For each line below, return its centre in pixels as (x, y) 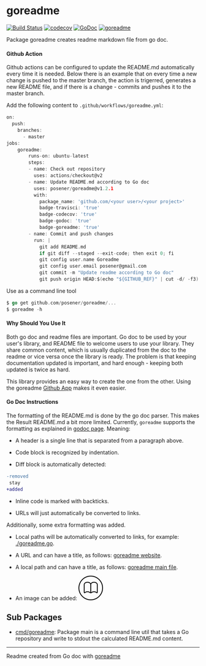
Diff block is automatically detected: (61, 465)
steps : (37, 163)
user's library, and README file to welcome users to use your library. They (100, 343)
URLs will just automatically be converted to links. (78, 513)
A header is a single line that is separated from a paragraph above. (99, 441)
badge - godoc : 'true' (65, 221)
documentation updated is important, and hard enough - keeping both (95, 363)
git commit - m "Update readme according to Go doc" (106, 273)
